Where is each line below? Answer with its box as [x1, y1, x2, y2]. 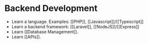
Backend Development [4, 3, 98, 14]
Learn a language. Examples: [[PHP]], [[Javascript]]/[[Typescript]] [11, 19, 144, 24]
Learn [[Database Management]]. [11, 29, 78, 34]
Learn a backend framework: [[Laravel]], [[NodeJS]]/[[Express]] [11, 23, 139, 29]
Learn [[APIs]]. [11, 34, 41, 40]
